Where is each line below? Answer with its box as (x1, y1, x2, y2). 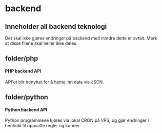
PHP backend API (5, 68, 41, 74)
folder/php (5, 55, 38, 63)
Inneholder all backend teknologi (5, 22, 107, 31)
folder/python (5, 93, 48, 101)
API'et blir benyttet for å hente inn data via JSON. (5, 79, 104, 85)
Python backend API (5, 107, 48, 113)
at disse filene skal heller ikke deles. (5, 40, 78, 46)
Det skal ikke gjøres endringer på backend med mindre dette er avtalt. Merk (5, 35, 158, 41)
